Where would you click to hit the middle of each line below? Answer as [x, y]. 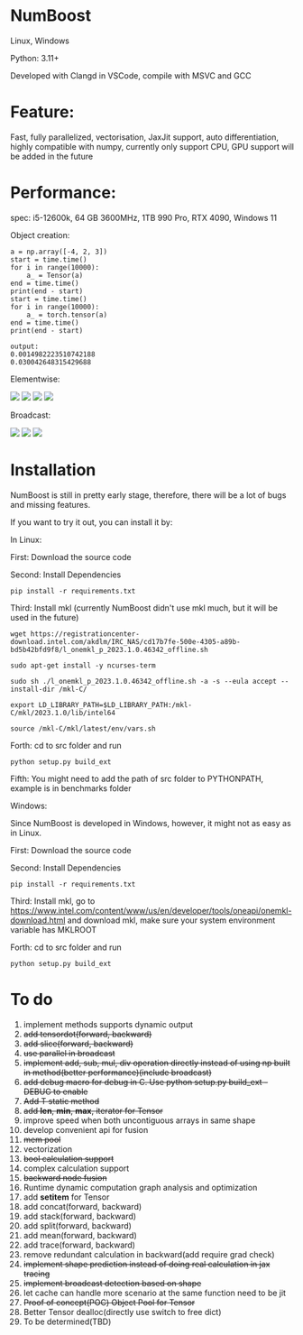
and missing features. [50, 504]
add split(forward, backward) [77, 1225]
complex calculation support [76, 1168]
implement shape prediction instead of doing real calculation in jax [147, 1264]
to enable [71, 1091]
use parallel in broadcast [69, 1053]
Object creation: [40, 235]
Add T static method [61, 1100]
